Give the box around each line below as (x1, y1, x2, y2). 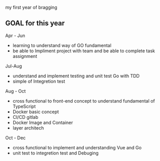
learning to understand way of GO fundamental (12, 42, 112, 48)
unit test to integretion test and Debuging (12, 150, 99, 156)
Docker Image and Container (12, 119, 73, 125)
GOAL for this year (5, 19, 65, 27)
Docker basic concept (12, 109, 59, 115)
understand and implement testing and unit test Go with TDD (12, 73, 140, 79)
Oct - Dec (5, 135, 26, 141)
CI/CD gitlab (12, 114, 39, 120)
